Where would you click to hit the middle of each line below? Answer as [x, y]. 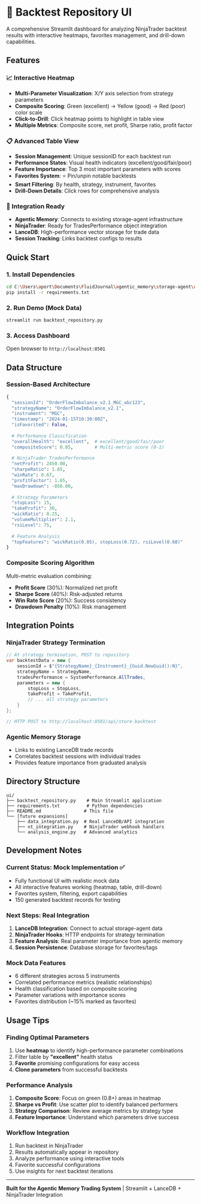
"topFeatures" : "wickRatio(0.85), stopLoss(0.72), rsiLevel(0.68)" [98, 542]
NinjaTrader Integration [34, 1195]
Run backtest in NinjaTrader [49, 1146]
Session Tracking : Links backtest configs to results [78, 239]
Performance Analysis [39, 1085]
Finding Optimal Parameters [48, 1037]
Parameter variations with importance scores [70, 995]
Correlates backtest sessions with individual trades [78, 756]
